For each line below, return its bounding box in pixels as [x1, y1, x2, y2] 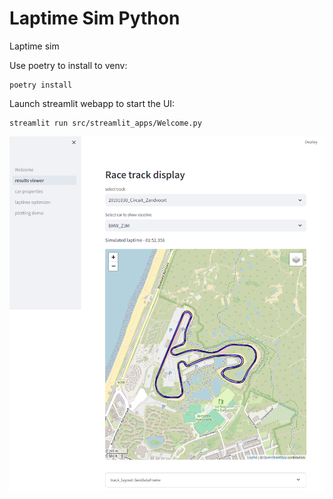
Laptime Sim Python [9, 7, 181, 30]
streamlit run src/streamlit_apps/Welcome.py [9, 118, 202, 128]
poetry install [9, 80, 73, 90]
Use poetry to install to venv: [9, 59, 128, 71]
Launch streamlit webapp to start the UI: [9, 97, 176, 109]
